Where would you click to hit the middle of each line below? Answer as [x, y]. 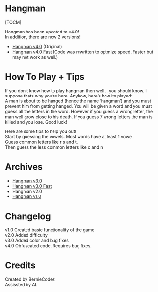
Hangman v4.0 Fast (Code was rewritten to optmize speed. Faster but [83, 52]
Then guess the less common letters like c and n [54, 147]
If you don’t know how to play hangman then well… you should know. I [76, 90]
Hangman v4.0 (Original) [37, 46]
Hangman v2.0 [27, 191]
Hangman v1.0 [27, 196]
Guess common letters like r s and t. [41, 142]
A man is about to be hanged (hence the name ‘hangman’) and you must [78, 101]
